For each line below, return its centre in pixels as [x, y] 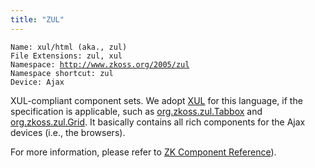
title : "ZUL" [37, 19]
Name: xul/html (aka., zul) [69, 47]
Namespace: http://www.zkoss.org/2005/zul [100, 64]
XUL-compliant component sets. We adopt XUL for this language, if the [156, 100]
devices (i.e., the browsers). [68, 132]
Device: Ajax [37, 82]
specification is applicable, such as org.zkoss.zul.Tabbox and [136, 111]
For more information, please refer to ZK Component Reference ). [143, 152]
